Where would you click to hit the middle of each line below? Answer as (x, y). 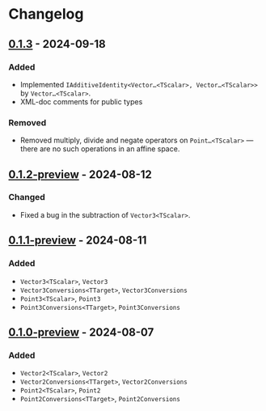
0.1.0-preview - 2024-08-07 (81, 332)
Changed (27, 197)
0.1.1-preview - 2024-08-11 (78, 241)
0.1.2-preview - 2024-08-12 (80, 174)
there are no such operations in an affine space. (100, 149)
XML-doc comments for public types (81, 101)
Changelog (46, 14)
